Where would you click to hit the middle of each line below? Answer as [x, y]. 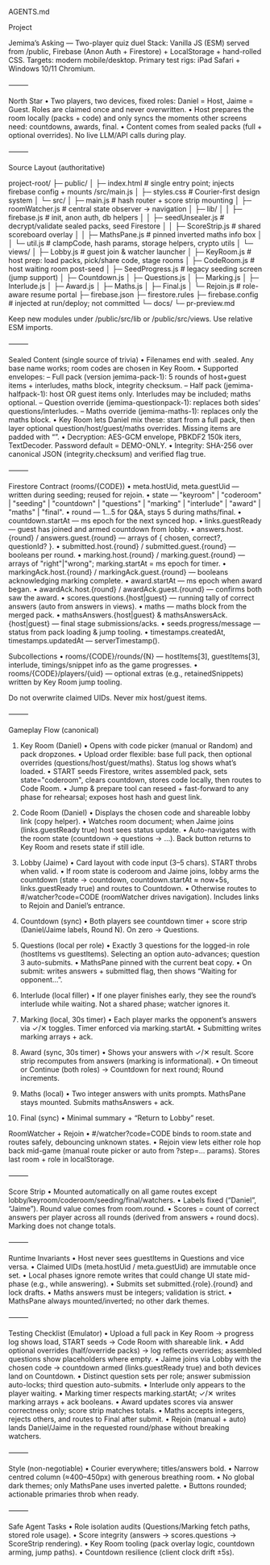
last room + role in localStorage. [61, 1159]
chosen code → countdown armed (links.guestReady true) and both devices [135, 1368]
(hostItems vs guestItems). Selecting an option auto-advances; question [140, 954]
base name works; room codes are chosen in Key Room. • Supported [124, 368]
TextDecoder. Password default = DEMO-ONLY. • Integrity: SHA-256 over [131, 446]
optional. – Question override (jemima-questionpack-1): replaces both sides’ [134, 402]
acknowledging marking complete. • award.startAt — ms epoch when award [135, 581]
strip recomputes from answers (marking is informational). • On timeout [139, 1061]
